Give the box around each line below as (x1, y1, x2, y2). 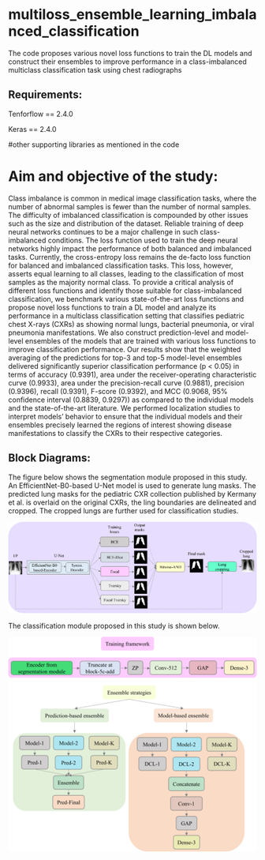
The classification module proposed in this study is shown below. (8, 622, 220, 631)
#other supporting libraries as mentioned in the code (8, 140, 180, 149)
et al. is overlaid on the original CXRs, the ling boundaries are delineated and (8, 498, 256, 507)
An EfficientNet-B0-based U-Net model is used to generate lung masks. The (8, 480, 256, 490)
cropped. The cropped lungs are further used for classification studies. (8, 505, 239, 515)
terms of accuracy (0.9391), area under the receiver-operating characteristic (8, 370, 257, 379)
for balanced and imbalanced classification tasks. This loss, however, (8, 261, 233, 270)
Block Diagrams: (8, 452, 91, 465)
